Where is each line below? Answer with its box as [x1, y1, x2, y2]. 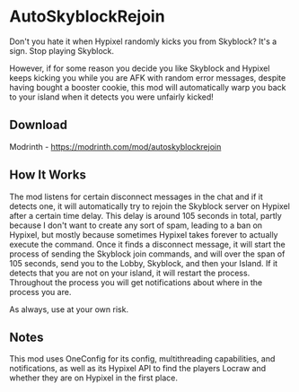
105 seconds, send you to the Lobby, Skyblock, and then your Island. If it [9, 257, 278, 268]
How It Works [9, 168, 87, 183]
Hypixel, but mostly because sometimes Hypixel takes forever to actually [9, 229, 278, 240]
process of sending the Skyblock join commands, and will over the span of [9, 248, 286, 259]
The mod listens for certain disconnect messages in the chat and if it [9, 191, 263, 202]
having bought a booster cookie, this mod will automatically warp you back [9, 82, 286, 92]
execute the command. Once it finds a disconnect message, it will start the [9, 239, 286, 249]
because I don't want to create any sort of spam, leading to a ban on [9, 220, 263, 231]
